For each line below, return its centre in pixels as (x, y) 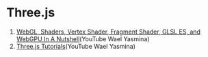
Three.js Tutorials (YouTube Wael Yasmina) (76, 46)
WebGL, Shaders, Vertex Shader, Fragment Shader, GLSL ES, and (108, 32)
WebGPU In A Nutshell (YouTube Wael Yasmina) (83, 38)
